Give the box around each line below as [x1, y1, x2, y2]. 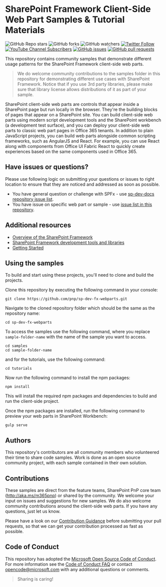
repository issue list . [12, 196, 54, 202]
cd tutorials [5, 366, 32, 371]
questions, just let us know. [5, 508, 61, 514]
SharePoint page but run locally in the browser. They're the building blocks [5, 106, 158, 112]
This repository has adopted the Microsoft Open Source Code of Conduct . [5, 556, 157, 562]
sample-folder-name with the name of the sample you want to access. [5, 334, 147, 340]
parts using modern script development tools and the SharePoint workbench [5, 117, 162, 123]
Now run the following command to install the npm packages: [5, 375, 130, 381]
